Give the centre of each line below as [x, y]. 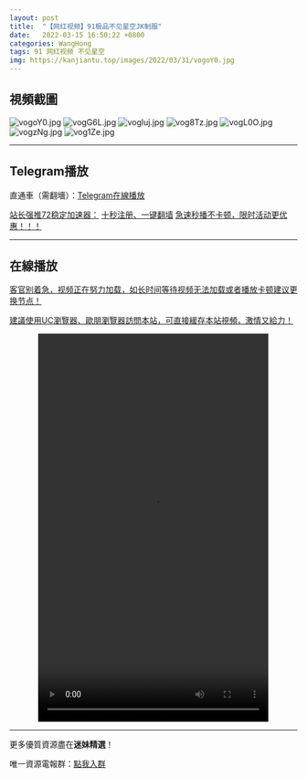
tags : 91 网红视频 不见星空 [57, 52]
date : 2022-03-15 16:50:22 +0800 [77, 35]
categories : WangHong [51, 43]
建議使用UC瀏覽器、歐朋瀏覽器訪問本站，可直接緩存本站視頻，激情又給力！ [152, 321]
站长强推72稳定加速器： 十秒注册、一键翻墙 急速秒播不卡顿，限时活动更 [145, 215]
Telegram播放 [49, 171]
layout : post [34, 18]
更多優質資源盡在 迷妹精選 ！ [62, 744]
